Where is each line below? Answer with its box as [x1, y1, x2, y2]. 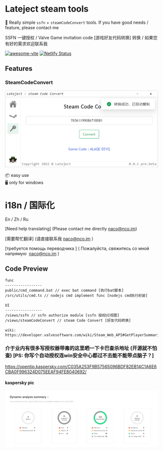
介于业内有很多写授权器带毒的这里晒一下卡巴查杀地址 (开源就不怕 [5, 345, 157, 352]
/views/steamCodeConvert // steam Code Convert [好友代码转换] [5, 318, 131, 323]
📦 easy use [5, 172, 29, 178]
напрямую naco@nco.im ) [5, 250, 60, 256]
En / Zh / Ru [5, 216, 29, 222]
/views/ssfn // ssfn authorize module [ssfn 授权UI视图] [5, 313, 120, 318]
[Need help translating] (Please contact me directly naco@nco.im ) [5, 225, 137, 231]
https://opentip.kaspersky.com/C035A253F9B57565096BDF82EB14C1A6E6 [5, 364, 157, 369]
